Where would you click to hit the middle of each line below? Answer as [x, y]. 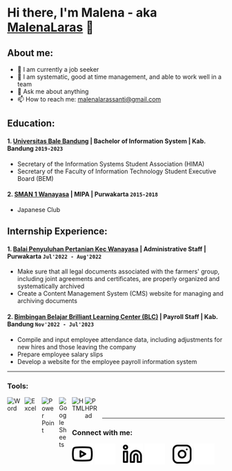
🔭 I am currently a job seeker [58, 69]
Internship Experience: [57, 232]
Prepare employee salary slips [60, 354]
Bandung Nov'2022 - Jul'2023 [51, 324]
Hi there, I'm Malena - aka [82, 13]
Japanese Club [39, 209]
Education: [31, 123]
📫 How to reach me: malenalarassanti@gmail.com [89, 99]
